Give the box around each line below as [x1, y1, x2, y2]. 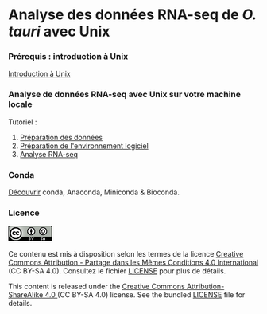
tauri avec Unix [8, 22, 110, 41]
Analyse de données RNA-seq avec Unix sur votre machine [8, 89, 241, 100]
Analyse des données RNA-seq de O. [8, 6, 257, 24]
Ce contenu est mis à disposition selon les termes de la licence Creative [8, 249, 244, 259]
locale [8, 99, 33, 110]
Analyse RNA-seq [19, 149, 78, 159]
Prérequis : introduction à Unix [8, 51, 129, 62]
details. [8, 299, 33, 308]
